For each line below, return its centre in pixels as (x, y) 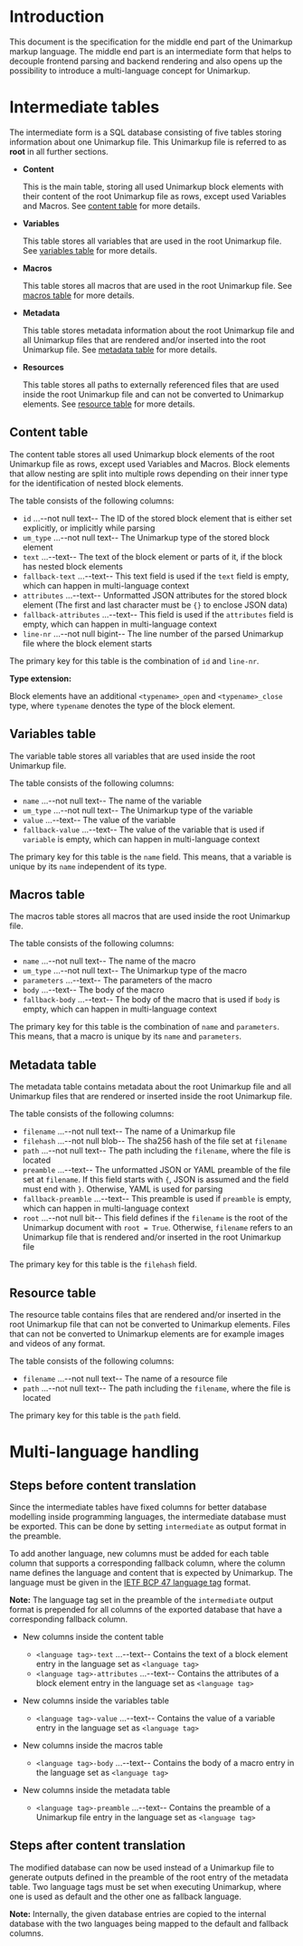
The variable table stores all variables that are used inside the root (133, 756)
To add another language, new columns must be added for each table (139, 1553)
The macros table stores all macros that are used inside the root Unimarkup (150, 916)
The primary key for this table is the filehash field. (103, 1264)
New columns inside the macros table (93, 1745)
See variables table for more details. (90, 250)
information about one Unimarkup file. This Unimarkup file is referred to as (148, 141)
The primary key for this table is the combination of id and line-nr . (134, 661)
